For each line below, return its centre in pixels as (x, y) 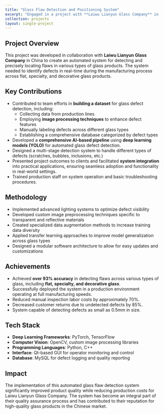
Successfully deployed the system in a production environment (76, 289)
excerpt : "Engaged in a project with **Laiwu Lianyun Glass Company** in (82, 14)
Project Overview (32, 43)
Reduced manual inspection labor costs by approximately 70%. (76, 299)
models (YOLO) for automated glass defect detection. (66, 145)
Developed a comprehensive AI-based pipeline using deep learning (82, 140)
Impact (16, 373)
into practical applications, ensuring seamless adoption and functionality (85, 166)
